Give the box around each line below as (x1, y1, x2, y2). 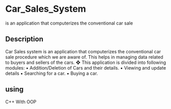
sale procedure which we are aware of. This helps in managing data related (5, 54, 163, 60)
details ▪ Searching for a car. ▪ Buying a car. (5, 70, 98, 76)
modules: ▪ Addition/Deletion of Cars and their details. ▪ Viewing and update (5, 64, 166, 71)
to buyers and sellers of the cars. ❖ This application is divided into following (5, 59, 166, 66)
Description (5, 35, 43, 43)
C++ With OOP (5, 98, 37, 105)
